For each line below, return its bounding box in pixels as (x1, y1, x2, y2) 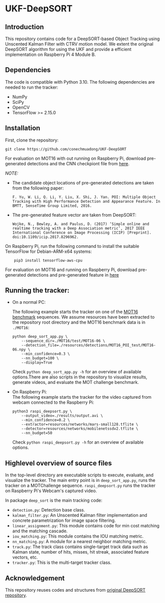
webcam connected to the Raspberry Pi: (12, 399, 95, 406)
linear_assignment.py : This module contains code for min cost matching (12, 523, 160, 529)
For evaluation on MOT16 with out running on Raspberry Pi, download (5, 155, 146, 161)
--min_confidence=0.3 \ (21, 352, 70, 357)
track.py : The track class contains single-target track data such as (12, 544, 148, 550)
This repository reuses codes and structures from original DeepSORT (5, 587, 146, 593)
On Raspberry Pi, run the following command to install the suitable (5, 243, 139, 249)
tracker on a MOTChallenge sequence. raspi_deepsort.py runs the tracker (5, 483, 156, 489)
